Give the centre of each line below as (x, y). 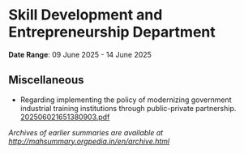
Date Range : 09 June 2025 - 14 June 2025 (80, 54)
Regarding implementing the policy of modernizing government (126, 100)
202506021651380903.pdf (65, 117)
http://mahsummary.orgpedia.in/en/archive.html (89, 141)
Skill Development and (86, 15)
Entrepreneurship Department (112, 32)
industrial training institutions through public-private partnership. (128, 108)
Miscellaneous (46, 80)
